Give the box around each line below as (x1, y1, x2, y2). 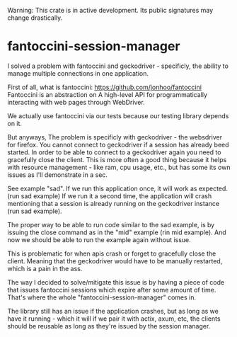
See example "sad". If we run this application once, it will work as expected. (7, 184, 229, 193)
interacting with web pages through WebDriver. (7, 98, 145, 106)
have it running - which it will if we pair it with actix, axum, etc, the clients (7, 314, 221, 323)
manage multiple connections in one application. (7, 69, 149, 77)
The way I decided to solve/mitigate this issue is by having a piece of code (7, 278, 225, 286)
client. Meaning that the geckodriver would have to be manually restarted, (7, 256, 223, 265)
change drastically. (7, 13, 63, 22)
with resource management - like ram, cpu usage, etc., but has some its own (7, 163, 231, 171)
